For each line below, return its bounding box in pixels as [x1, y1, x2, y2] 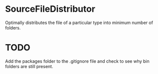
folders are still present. [5, 63, 53, 69]
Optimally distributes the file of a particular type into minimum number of [5, 20, 153, 25]
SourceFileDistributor [5, 3, 95, 15]
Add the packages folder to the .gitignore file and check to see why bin [5, 58, 150, 64]
